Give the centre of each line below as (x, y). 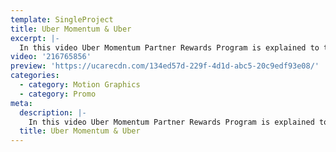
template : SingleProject (62, 19)
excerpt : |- (35, 38)
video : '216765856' (51, 57)
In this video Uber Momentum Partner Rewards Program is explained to (169, 47)
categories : (35, 76)
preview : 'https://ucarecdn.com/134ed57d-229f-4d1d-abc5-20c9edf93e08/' (165, 66)
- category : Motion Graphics (80, 85)
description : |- (53, 112)
